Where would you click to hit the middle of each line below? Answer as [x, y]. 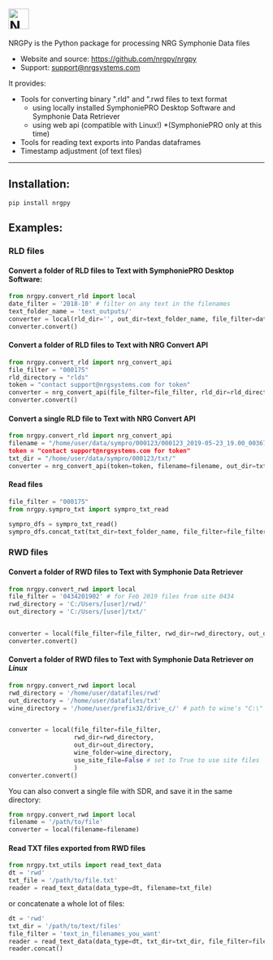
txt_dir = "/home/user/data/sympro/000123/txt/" [92, 458]
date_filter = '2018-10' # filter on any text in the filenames [119, 304]
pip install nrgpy [39, 203]
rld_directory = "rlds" [49, 377]
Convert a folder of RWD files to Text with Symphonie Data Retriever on [131, 660]
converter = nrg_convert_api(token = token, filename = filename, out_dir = [132, 466]
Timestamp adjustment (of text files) [81, 151]
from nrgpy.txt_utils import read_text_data [85, 866]
